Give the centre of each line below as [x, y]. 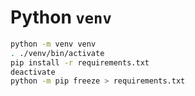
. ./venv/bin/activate [57, 53]
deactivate [33, 72]
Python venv [61, 17]
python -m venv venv [53, 44]
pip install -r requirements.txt [80, 62]
